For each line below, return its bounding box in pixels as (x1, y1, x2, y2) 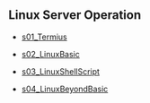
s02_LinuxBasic (21, 48, 80, 59)
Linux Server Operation (8, 7, 141, 23)
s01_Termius (21, 31, 68, 42)
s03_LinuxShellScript (21, 65, 101, 77)
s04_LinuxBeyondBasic (21, 83, 109, 94)
